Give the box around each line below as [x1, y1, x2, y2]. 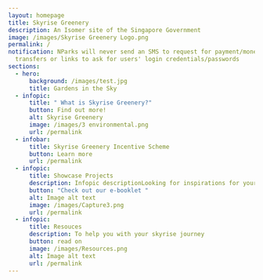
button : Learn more [28, 150, 92, 158]
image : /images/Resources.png [28, 245, 128, 253]
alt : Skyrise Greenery [28, 114, 103, 122]
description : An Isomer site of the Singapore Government [8, 26, 201, 34]
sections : [8, 63, 41, 71]
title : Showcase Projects [28, 172, 113, 180]
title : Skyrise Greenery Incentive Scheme [28, 143, 170, 151]
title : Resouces [28, 223, 82, 231]
